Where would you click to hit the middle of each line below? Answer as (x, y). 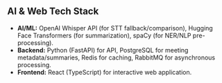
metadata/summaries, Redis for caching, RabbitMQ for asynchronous (116, 57)
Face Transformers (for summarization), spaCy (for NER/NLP (104, 35)
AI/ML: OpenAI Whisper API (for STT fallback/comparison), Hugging (115, 28)
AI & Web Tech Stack (53, 11)
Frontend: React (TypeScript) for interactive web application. (104, 72)
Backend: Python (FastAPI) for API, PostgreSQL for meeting (103, 50)
